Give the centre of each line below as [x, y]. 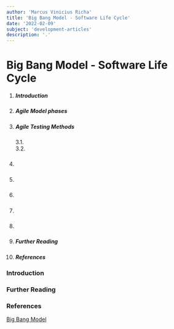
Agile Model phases [41, 111]
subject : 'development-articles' [49, 29]
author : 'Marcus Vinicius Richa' [49, 12]
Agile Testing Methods [45, 126]
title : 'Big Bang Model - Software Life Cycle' [69, 18]
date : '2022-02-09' [31, 23]
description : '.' [29, 35]
